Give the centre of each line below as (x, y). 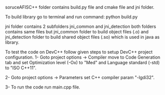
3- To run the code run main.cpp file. (43, 87)
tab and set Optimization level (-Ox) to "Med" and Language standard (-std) (82, 62)
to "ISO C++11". (21, 68)
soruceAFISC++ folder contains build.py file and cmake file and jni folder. (80, 7)
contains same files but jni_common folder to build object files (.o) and (77, 32)
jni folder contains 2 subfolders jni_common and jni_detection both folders (81, 26)
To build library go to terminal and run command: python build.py (71, 17)
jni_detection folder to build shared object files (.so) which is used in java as (82, 37)
